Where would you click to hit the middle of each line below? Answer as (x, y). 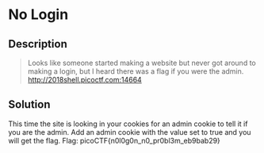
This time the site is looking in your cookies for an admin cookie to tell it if (128, 124)
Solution (29, 105)
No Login (38, 15)
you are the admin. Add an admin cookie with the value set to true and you (130, 132)
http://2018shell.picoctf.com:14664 (85, 80)
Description (38, 44)
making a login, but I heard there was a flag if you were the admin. (136, 71)
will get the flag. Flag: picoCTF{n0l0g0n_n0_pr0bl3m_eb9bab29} (114, 140)
